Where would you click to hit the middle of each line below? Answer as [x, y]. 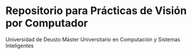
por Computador [47, 23]
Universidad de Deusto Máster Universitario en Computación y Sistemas [93, 39]
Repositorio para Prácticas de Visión [96, 11]
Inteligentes [20, 46]
